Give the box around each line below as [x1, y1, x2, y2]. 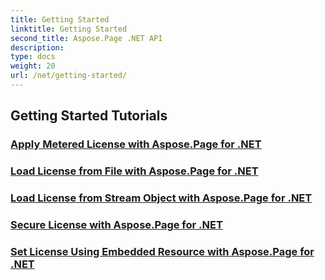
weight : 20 [10, 61, 56, 71]
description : [10, 42, 65, 53]
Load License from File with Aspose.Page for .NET [10, 164, 259, 178]
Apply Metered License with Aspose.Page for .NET [10, 137, 262, 151]
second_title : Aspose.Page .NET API [10, 33, 163, 43]
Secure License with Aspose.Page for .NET [10, 217, 223, 231]
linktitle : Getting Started [10, 24, 128, 34]
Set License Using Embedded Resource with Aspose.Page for [10, 244, 315, 258]
